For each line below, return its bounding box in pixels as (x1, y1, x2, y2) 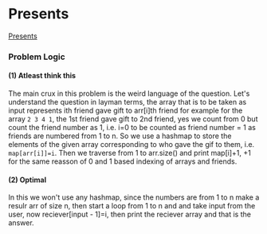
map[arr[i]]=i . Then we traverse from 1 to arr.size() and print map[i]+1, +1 (8, 149, 251, 158)
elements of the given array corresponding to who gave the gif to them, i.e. (8, 140, 255, 149)
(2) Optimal (8, 175, 46, 184)
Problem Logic (8, 51, 65, 62)
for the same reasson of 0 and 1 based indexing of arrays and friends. (8, 157, 238, 166)
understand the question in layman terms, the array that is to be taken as (8, 97, 247, 107)
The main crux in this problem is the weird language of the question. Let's (8, 89, 250, 98)
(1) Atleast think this (8, 71, 77, 81)
